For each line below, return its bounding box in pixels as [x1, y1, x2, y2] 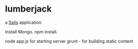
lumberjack [5, 3, 52, 15]
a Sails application [5, 19, 42, 25]
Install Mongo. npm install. [5, 29, 58, 34]
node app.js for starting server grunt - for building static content [5, 38, 134, 44]
